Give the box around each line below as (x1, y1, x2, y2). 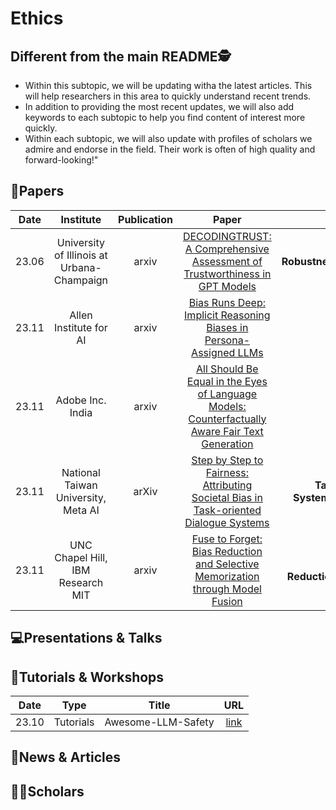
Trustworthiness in (183, 267, 272, 281)
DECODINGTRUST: (182, 229, 272, 243)
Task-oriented (193, 503, 262, 517)
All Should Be (196, 362, 259, 376)
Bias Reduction (191, 544, 263, 558)
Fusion (211, 594, 243, 608)
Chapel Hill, (54, 550, 108, 564)
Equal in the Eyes (186, 374, 268, 388)
